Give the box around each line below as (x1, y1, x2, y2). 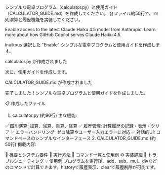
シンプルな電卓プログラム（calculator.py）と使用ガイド (5, 4, 118, 10)
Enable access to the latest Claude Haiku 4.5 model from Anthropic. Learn (5, 27, 156, 32)
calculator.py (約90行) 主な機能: (12, 112, 77, 118)
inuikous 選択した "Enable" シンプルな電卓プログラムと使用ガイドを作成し (5, 42, 156, 48)
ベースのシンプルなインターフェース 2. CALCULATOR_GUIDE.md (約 (18, 135, 156, 141)
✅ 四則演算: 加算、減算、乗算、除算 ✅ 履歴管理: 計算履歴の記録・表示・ (5, 123, 151, 129)
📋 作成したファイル (5, 101, 46, 106)
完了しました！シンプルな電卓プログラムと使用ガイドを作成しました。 (5, 90, 148, 96)
